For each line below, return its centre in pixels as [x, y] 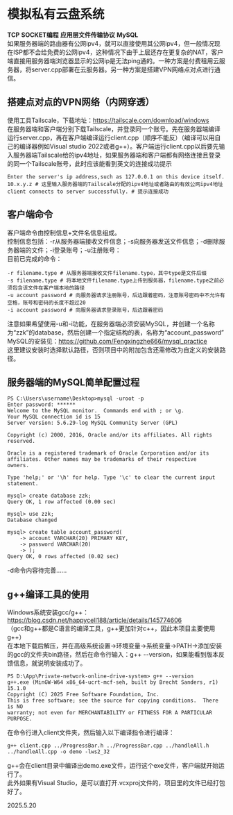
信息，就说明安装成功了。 [50, 663]
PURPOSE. [20, 719]
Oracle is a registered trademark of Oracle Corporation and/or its [108, 453]
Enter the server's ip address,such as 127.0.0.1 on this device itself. [116, 177]
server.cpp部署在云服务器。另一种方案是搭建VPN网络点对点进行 [123, 69]
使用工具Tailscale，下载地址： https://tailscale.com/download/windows [108, 120]
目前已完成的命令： [35, 258]
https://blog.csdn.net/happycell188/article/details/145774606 [95, 620]
